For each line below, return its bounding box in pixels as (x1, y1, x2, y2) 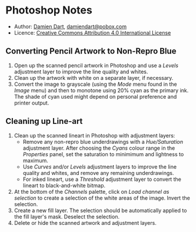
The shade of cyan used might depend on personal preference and (14, 93, 177, 100)
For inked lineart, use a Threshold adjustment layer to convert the (22, 176, 182, 183)
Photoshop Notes (5, 4, 92, 17)
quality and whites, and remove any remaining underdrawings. (22, 169, 174, 176)
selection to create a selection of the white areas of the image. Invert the (14, 194, 191, 201)
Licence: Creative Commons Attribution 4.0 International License (14, 29, 171, 36)
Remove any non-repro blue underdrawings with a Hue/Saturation (22, 138, 184, 145)
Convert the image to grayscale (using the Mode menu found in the (14, 80, 177, 88)
